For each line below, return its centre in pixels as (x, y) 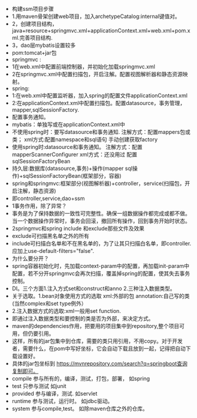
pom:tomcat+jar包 (34, 53)
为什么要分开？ (30, 258)
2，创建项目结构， (35, 24)
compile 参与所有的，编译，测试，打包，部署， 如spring (81, 378)
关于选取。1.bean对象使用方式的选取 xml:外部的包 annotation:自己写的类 (101, 296)
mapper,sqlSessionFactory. (46, 110)
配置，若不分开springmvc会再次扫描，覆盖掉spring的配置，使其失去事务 (101, 273)
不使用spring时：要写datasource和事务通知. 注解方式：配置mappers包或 (101, 132)
